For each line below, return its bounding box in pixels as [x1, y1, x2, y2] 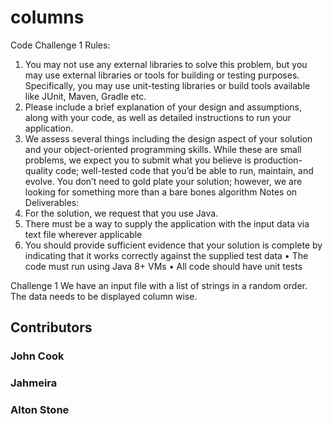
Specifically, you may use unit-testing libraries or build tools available [24, 79, 311, 91]
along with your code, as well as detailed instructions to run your [24, 111, 292, 123]
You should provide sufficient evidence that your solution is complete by [24, 239, 323, 251]
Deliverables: [24, 196, 80, 208]
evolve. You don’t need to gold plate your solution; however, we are [24, 175, 303, 187]
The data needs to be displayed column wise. [10, 290, 198, 302]
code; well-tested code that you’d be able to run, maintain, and [54, 164, 314, 176]
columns [10, 6, 85, 29]
